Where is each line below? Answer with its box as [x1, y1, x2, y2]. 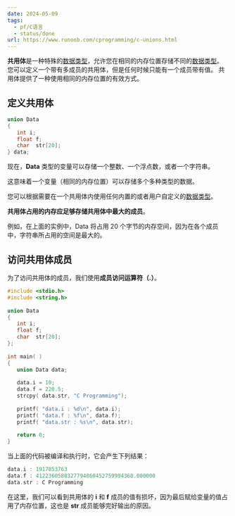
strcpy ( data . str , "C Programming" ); [16, 392, 128, 399]
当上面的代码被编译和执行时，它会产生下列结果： [7, 452, 149, 460]
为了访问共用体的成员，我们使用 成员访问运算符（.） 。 [7, 274, 160, 282]
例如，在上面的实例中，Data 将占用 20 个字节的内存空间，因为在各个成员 [7, 222, 219, 231]
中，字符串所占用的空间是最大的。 [7, 231, 106, 239]
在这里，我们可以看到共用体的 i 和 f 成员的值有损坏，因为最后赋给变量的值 [7, 492, 222, 501]
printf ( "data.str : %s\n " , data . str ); [16, 418, 134, 426]
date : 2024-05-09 [7, 10, 58, 18]
